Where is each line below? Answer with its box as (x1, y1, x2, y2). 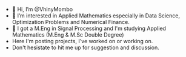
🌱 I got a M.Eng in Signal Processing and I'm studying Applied (12, 25, 167, 32)
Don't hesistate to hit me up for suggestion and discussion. (12, 44, 159, 51)
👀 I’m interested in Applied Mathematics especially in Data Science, (12, 12, 181, 19)
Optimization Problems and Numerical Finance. (12, 19, 130, 25)
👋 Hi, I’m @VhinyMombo (12, 6, 73, 13)
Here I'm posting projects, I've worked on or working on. (12, 38, 153, 44)
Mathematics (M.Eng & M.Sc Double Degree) (12, 31, 124, 38)
